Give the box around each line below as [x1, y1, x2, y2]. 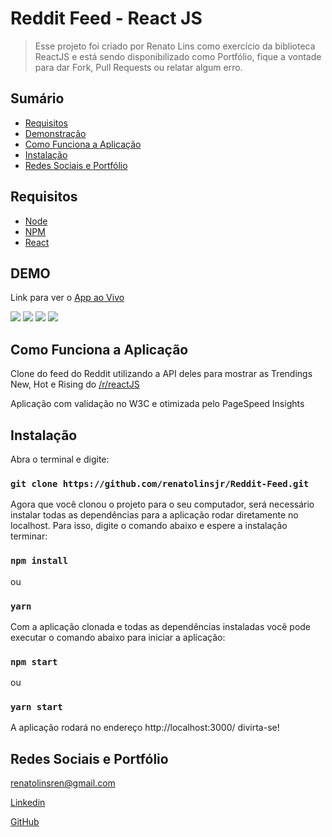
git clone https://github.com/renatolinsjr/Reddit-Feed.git [10, 478, 310, 489]
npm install [10, 555, 69, 567]
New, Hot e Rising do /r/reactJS [10, 378, 140, 391]
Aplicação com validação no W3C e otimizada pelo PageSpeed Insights [10, 398, 305, 410]
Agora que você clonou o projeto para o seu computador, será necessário [10, 498, 315, 511]
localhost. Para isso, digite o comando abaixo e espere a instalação [10, 520, 288, 532]
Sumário [10, 90, 65, 107]
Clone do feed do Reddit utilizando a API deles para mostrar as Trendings [10, 368, 313, 380]
